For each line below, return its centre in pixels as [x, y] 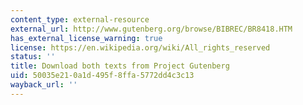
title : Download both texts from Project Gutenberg [120, 66]
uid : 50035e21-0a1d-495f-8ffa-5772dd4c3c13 [102, 76]
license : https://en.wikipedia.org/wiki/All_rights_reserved [140, 47]
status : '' [33, 57]
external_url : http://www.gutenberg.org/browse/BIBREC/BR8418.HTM [151, 29]
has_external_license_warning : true [86, 38]
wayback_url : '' [44, 85]
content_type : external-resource [80, 19]
